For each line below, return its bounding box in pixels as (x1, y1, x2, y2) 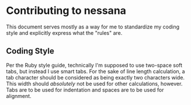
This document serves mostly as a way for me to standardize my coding (6, 23, 180, 30)
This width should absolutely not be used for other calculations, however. (6, 80, 183, 87)
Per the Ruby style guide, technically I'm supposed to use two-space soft (6, 61, 183, 68)
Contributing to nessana (6, 4, 127, 17)
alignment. (6, 92, 32, 99)
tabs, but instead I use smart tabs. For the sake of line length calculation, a (6, 68, 185, 75)
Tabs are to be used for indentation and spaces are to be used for (6, 86, 164, 93)
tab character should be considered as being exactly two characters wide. (6, 74, 185, 81)
